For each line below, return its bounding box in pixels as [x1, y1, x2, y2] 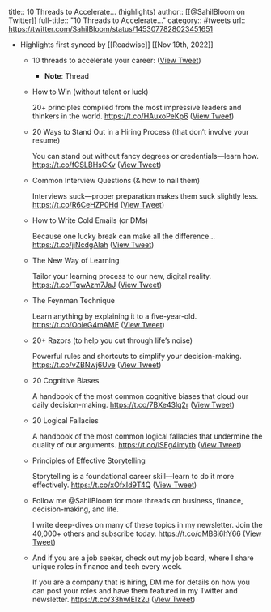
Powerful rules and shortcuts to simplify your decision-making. [32, 352, 243, 361]
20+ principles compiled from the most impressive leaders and [32, 103, 242, 112]
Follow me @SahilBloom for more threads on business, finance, [32, 496, 244, 505]
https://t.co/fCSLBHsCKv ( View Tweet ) [32, 160, 162, 169]
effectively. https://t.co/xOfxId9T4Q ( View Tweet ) [32, 480, 197, 490]
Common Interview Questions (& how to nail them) [32, 176, 201, 185]
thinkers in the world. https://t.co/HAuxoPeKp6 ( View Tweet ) [32, 111, 235, 121]
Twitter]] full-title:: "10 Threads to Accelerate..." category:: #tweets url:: [8, 15, 246, 25]
